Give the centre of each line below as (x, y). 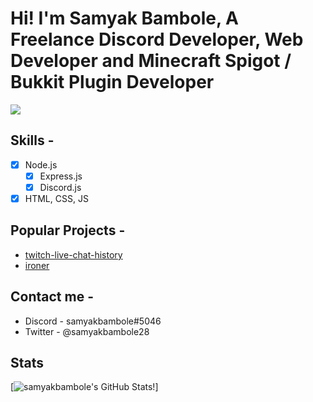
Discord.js (60, 187)
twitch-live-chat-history (73, 254)
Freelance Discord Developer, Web (157, 39)
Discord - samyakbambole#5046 (93, 321)
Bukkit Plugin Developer (112, 82)
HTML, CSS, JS (56, 198)
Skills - (32, 140)
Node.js (41, 164)
